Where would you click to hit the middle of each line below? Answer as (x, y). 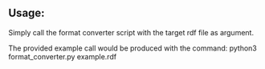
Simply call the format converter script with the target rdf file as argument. (131, 32)
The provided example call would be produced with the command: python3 (132, 48)
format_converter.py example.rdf (63, 56)
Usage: (27, 13)
